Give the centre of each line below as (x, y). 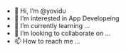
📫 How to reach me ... (47, 41)
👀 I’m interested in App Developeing (67, 18)
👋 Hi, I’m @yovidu (40, 11)
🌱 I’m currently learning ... (52, 26)
